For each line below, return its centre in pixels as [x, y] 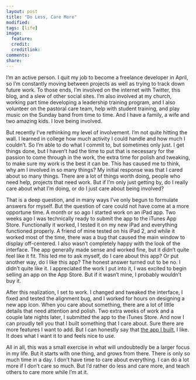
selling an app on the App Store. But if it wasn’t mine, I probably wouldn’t [94, 274]
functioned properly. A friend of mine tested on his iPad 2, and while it [91, 231]
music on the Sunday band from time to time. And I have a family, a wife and [98, 114]
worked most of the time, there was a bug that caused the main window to [96, 237]
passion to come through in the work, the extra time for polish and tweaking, [98, 157]
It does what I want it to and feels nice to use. [61, 335]
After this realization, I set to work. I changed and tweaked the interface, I [94, 292]
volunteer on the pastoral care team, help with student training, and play [93, 108]
